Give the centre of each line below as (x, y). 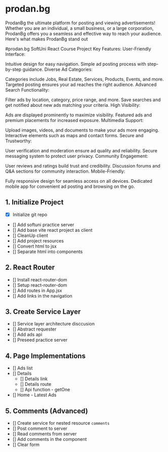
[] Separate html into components (48, 252)
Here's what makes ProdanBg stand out (47, 39)
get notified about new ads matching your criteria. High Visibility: (73, 105)
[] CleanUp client (30, 235)
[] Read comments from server (45, 434)
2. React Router (30, 268)
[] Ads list (23, 368)
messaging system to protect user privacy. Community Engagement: (77, 156)
